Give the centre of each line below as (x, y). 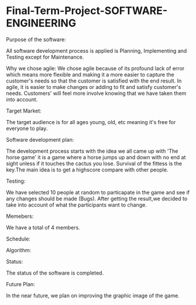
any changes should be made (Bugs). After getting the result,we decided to (97, 198)
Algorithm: (18, 250)
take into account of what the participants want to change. (77, 205)
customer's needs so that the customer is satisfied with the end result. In (94, 81)
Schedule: (18, 239)
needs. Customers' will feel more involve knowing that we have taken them (96, 93)
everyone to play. (27, 128)
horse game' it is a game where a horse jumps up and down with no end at (96, 157)
